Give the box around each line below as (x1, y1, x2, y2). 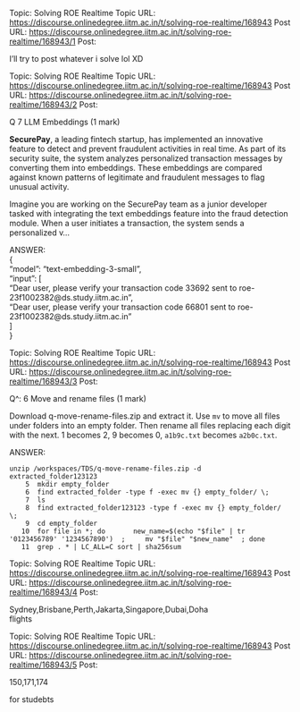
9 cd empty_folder (25, 519, 98, 528)
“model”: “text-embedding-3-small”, (9, 264, 142, 274)
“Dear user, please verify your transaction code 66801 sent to (9, 301, 237, 312)
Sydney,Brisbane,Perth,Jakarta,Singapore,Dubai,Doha (9, 604, 209, 615)
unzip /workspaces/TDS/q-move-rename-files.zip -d (9, 464, 202, 473)
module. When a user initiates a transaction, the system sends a (9, 218, 245, 228)
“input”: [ (9, 273, 42, 284)
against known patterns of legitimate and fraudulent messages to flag (9, 172, 265, 182)
